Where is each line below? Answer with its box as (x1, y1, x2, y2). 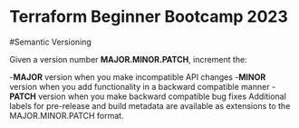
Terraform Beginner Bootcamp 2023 (9, 6, 288, 27)
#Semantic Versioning (9, 36, 92, 47)
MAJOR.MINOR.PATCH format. (9, 110, 124, 121)
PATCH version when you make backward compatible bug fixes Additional (9, 91, 287, 102)
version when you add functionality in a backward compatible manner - (9, 81, 276, 92)
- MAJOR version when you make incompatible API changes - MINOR (9, 71, 266, 83)
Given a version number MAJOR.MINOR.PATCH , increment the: (9, 54, 247, 64)
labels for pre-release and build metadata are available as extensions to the (9, 100, 291, 111)
